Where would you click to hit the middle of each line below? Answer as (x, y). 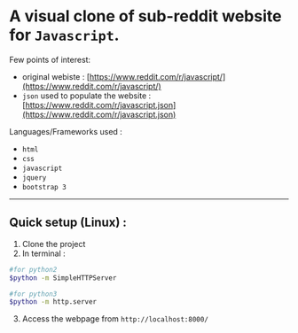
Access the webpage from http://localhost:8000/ (115, 319)
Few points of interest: (50, 59)
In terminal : (44, 253)
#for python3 (33, 294)
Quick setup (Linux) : (68, 223)
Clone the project (54, 244)
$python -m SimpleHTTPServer (63, 278)
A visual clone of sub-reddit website (145, 16)
